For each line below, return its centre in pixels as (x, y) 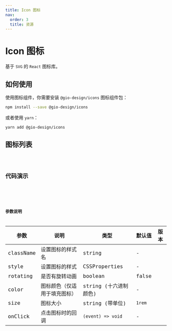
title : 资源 (22, 24)
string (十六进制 (105, 286)
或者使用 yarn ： (22, 117)
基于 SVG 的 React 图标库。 (33, 67)
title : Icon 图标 (23, 10)
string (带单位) (104, 304)
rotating (20, 276)
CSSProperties (103, 266)
